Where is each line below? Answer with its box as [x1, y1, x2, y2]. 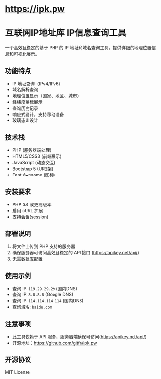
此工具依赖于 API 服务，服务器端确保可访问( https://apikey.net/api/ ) [12, 334, 147, 340]
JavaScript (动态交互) [12, 159, 56, 165]
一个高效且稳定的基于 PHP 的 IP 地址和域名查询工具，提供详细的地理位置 [5, 45, 152, 51]
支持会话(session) [12, 214, 49, 220]
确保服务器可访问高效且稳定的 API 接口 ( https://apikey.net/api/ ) [12, 250, 140, 256]
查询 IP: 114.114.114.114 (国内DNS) [12, 298, 84, 304]
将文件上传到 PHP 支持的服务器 [12, 243, 75, 249]
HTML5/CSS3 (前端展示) [12, 153, 62, 159]
